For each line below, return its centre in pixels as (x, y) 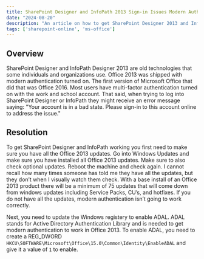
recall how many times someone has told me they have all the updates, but (100, 173)
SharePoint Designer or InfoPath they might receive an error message (93, 100)
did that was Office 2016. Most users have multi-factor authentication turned (102, 88)
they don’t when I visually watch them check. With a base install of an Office (102, 179)
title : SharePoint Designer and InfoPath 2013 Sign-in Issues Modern (96, 12)
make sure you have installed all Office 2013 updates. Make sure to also (96, 160)
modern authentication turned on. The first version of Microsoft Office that (99, 81)
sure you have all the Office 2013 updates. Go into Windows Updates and (98, 153)
